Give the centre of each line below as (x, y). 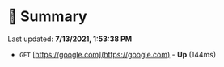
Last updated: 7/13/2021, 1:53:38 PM (70, 39)
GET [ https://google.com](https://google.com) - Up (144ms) (118, 54)
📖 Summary (47, 17)
